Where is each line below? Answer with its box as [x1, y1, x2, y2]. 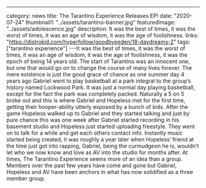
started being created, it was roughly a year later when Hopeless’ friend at [6, 136, 194, 143]
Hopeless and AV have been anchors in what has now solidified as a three [6, 168, 193, 175]
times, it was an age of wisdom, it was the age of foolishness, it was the [6, 51, 188, 58]
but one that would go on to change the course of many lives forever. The [6, 64, 192, 71]
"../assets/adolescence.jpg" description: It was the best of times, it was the [6, 25, 196, 32]
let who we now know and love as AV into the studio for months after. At [6, 149, 188, 156]
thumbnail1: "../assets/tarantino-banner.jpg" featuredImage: [25, 19, 176, 26]
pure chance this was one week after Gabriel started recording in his [6, 116, 180, 123]
